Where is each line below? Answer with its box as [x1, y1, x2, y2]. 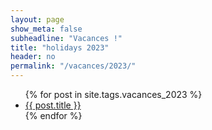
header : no [10, 52, 56, 62]
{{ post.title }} [24, 99, 82, 111]
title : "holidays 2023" [10, 42, 110, 53]
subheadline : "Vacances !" [10, 33, 123, 43]
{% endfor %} [24, 110, 83, 121]
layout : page [10, 14, 65, 25]
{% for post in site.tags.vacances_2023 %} [24, 89, 203, 100]
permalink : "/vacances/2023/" [10, 61, 137, 71]
